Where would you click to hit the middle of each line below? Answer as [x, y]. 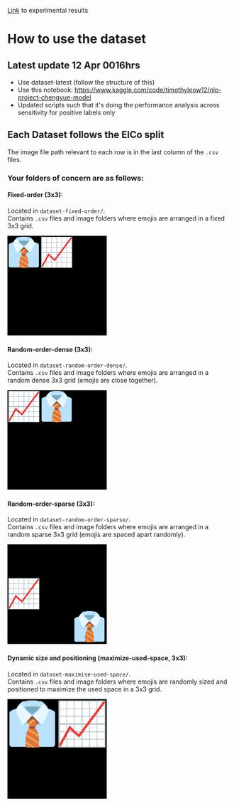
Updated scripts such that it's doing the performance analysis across [118, 105]
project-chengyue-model [54, 97]
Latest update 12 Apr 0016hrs [74, 65]
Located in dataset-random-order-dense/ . [67, 365]
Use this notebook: [45, 90]
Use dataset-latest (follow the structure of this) [86, 82]
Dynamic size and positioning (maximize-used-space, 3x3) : [97, 658]
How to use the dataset [77, 39]
